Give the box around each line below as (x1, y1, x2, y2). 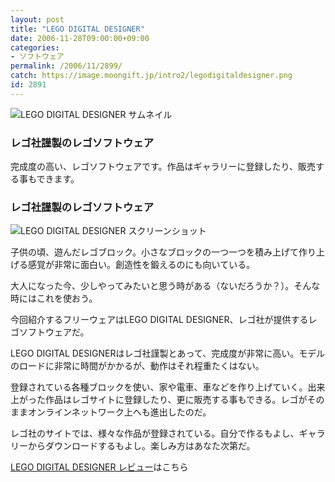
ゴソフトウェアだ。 (10, 326, 90, 338)
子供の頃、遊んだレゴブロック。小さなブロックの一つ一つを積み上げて (10, 246, 299, 258)
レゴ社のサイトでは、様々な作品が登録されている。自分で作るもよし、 (10, 427, 300, 440)
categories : (10, 42, 60, 53)
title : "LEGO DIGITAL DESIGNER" (10, 24, 145, 34)
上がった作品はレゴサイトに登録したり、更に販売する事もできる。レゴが (10, 394, 308, 406)
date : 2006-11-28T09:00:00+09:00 (10, 33, 150, 43)
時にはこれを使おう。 (10, 292, 98, 305)
